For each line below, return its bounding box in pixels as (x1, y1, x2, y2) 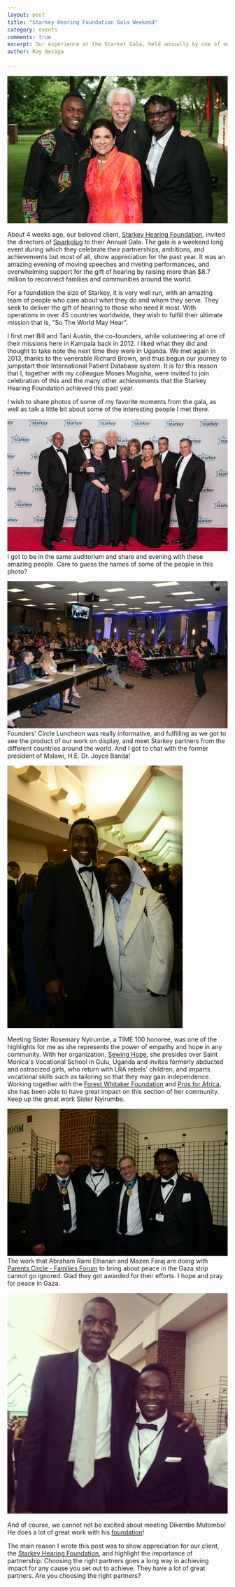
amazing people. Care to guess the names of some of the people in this (7, 560, 213, 569)
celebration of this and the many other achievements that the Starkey (7, 376, 207, 384)
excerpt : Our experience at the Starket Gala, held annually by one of (7, 41, 220, 48)
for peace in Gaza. (7, 1279, 61, 1287)
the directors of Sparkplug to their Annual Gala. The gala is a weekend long (7, 237, 224, 246)
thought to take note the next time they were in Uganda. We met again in (7, 347, 216, 355)
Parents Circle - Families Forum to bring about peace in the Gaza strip (7, 1264, 208, 1273)
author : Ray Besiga (7, 48, 64, 55)
